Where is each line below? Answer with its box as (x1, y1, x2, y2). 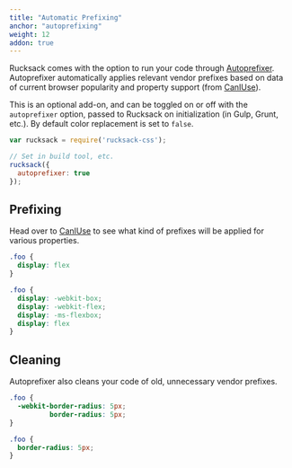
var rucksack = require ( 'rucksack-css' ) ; (9, 136, 167, 145)
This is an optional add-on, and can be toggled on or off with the (9, 100, 249, 110)
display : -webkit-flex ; (17, 302, 106, 311)
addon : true (9, 38, 54, 48)
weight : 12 (9, 30, 50, 39)
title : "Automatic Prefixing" (9, 13, 123, 22)
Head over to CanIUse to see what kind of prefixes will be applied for (9, 225, 265, 236)
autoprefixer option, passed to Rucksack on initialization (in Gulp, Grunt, (9, 109, 279, 119)
